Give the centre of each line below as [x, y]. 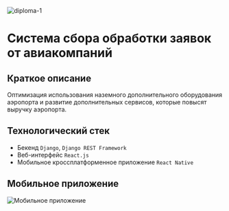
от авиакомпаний [60, 53]
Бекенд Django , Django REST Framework [72, 147]
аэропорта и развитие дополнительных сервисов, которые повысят [107, 102]
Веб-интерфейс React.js [53, 155]
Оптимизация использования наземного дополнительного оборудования [115, 95]
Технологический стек [59, 131]
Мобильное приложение [63, 184]
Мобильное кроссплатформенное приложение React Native [105, 162]
